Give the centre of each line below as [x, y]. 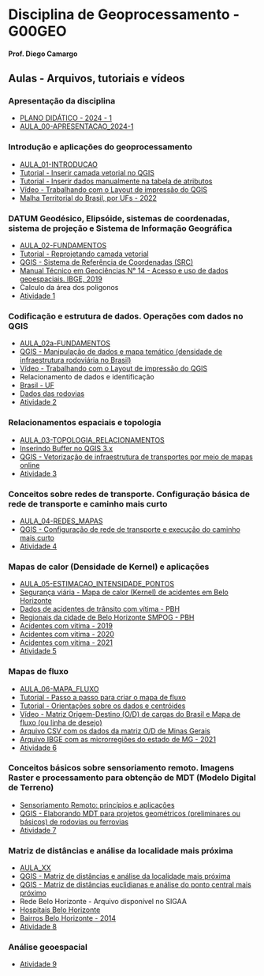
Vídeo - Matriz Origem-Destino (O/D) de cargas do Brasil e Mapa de [130, 714]
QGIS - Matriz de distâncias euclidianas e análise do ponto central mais [136, 885]
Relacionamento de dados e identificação [87, 377]
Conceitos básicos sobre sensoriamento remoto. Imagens [121, 768]
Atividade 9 [38, 964]
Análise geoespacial [48, 948]
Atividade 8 [38, 927]
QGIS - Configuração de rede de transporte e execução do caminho [130, 529]
